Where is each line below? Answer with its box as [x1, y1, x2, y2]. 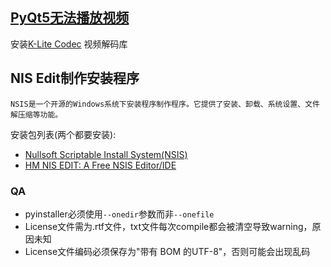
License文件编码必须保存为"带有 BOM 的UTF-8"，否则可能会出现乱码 [24, 245, 311, 257]
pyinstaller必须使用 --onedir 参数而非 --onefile [24, 208, 215, 220]
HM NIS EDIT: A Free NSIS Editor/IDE [24, 159, 177, 171]
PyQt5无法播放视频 [10, 9, 130, 27]
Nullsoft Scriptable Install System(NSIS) [24, 148, 188, 160]
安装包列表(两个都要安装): [10, 128, 117, 140]
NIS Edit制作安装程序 [10, 70, 140, 87]
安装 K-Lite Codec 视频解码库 [10, 38, 128, 50]
